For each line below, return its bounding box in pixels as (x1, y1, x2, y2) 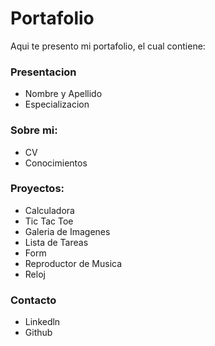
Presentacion (10, 65, 77, 79)
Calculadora (24, 204, 75, 216)
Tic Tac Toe (24, 215, 74, 227)
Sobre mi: (10, 123, 58, 137)
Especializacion (24, 98, 90, 111)
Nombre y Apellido (24, 88, 103, 100)
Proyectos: (10, 182, 65, 196)
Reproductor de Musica (24, 257, 123, 269)
